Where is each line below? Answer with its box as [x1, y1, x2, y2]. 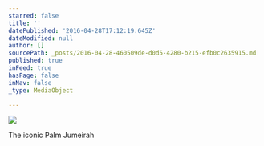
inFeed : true [8, 64, 52, 72]
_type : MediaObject [8, 86, 74, 95]
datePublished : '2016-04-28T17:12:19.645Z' [8, 26, 156, 34]
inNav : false [8, 79, 52, 87]
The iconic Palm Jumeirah [8, 130, 95, 140]
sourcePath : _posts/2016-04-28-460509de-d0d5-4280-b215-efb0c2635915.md [8, 49, 257, 57]
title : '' [8, 19, 42, 27]
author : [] [8, 42, 45, 50]
